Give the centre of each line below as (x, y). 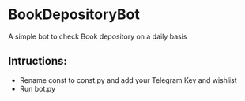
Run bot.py (38, 88)
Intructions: (38, 61)
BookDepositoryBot (74, 15)
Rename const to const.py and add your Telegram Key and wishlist (128, 80)
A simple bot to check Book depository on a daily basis (98, 36)
